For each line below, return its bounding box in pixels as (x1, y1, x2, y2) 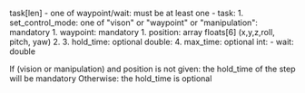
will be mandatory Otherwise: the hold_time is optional (9, 73, 212, 84)
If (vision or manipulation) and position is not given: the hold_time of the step (9, 63, 296, 74)
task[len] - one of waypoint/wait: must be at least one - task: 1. (9, 8, 244, 18)
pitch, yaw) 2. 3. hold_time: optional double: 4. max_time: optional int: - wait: (9, 36, 294, 47)
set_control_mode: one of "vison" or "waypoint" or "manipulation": (9, 17, 259, 28)
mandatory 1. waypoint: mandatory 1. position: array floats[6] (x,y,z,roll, (9, 27, 275, 37)
